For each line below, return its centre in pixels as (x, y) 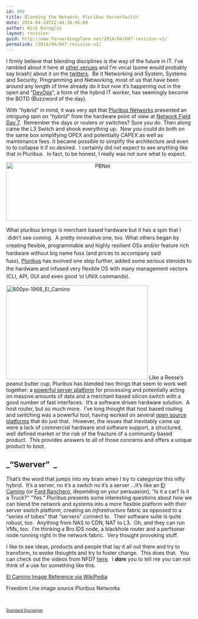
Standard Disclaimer (24, 610)
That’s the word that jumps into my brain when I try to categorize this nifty (96, 479)
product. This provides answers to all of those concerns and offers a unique (99, 440)
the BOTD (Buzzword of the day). (47, 98)
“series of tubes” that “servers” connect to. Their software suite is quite (94, 516)
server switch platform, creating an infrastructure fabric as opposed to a (94, 510)
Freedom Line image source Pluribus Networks (63, 588)
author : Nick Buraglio (34, 28)
